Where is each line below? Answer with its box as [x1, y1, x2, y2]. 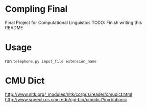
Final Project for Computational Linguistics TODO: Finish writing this [5, 20, 142, 25]
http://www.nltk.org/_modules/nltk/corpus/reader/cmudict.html [5, 91, 132, 97]
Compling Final [5, 3, 68, 15]
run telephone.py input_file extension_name [5, 58, 97, 64]
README [5, 24, 24, 30]
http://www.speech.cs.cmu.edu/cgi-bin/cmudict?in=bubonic [5, 96, 127, 102]
